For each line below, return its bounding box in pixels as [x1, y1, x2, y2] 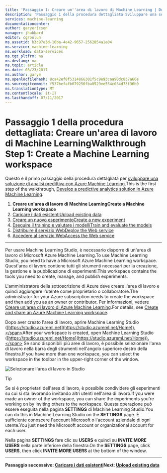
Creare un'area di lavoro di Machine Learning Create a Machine [12, 201, 145, 207]
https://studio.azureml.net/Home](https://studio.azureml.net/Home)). [8, 335, 149, 341]
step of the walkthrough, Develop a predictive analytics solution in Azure [5, 186, 154, 192]
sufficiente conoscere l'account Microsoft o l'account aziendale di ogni [5, 417, 151, 423]
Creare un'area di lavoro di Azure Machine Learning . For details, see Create [5, 304, 159, 310]
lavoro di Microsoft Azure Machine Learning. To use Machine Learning [5, 252, 148, 258]
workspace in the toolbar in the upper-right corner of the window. [5, 356, 140, 362]
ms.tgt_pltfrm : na [5, 53, 43, 59]
